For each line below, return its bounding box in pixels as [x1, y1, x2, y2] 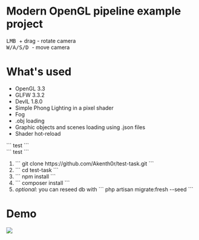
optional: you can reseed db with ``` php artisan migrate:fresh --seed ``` [15, 185, 194, 193]
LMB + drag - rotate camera [6, 37, 76, 44]
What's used [6, 65, 72, 79]
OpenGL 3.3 [15, 85, 45, 92]
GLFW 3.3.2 [15, 91, 45, 98]
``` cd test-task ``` [15, 166, 59, 173]
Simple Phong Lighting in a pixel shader [15, 104, 114, 112]
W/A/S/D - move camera [6, 44, 70, 51]
